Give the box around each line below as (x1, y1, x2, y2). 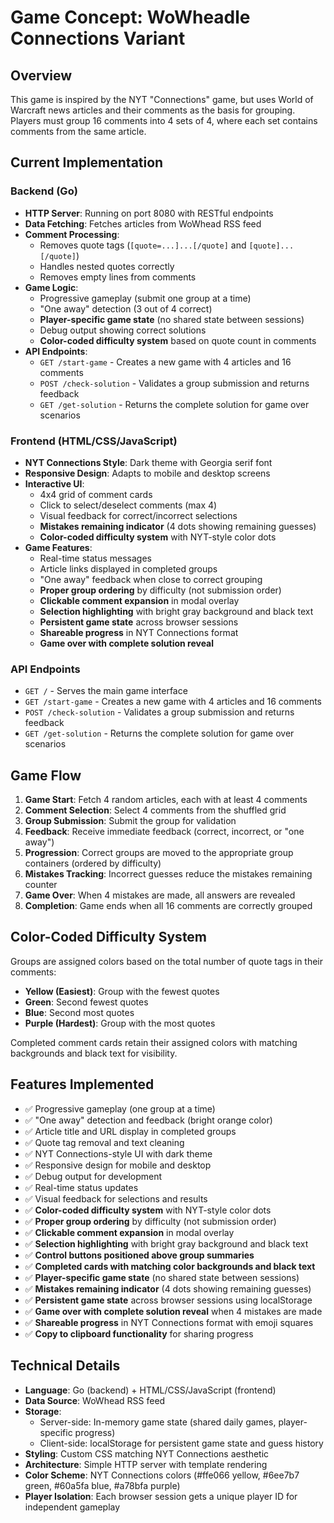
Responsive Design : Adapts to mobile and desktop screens (24, 467, 271, 479)
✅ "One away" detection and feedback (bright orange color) (24, 1114, 273, 1126)
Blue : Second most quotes (24, 1006, 135, 1018)
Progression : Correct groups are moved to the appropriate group (24, 847, 294, 859)
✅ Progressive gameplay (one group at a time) (24, 1102, 216, 1115)
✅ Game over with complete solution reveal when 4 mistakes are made (24, 1305, 323, 1317)
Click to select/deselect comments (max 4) (39, 499, 218, 511)
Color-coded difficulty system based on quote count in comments (39, 334, 317, 346)
